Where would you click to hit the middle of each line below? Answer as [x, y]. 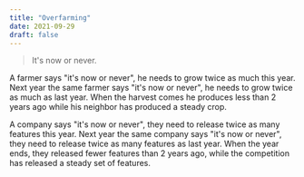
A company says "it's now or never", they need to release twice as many [145, 124]
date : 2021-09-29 [42, 26]
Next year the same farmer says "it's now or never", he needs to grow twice [151, 88]
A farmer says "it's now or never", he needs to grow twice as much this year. [152, 78]
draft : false [34, 34]
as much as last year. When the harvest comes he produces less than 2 [143, 97]
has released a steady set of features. [80, 163]
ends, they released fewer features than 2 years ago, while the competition [150, 153]
